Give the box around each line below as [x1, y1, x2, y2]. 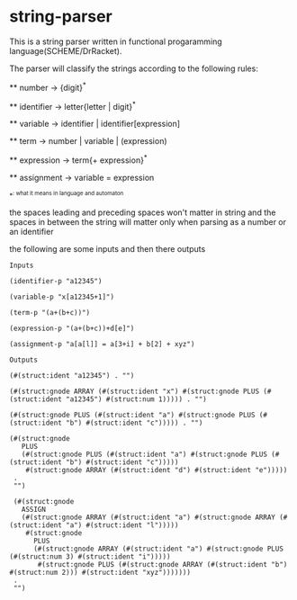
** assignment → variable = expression [9, 172, 155, 183]
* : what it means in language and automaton [9, 189, 124, 200]
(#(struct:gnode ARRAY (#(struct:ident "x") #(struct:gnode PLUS [9, 387, 259, 396]
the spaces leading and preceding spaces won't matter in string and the [9, 207, 276, 218]
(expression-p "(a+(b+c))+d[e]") [9, 324, 135, 333]
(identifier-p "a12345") [9, 276, 103, 285]
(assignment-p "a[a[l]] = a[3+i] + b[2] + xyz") [9, 339, 195, 348]
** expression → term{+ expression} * [9, 153, 148, 166]
